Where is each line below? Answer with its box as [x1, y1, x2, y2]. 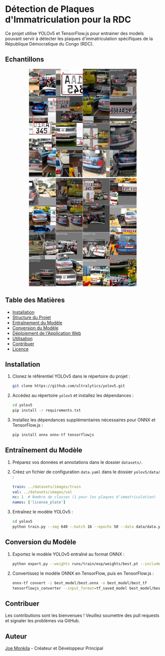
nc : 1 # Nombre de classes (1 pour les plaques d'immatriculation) [12, 495, 156, 500]
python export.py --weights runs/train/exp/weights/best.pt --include [12, 561, 161, 566]
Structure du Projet [12, 314, 51, 320]
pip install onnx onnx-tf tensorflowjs [12, 432, 95, 437]
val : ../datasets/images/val [12, 489, 72, 495]
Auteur [5, 632, 27, 641]
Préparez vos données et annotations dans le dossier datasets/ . [12, 459, 143, 465]
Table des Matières [5, 296, 65, 304]
